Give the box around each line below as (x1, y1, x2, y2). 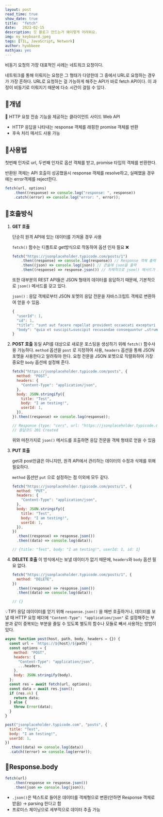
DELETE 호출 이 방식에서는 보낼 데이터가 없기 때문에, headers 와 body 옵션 (12, 556, 151, 562)
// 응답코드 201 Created (12, 427, 58, 432)
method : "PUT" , (16, 488, 48, 493)
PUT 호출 (12, 447, 30, 453)
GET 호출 (12, 223, 30, 229)
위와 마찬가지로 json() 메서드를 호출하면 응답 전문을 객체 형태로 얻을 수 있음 (12, 437, 156, 443)
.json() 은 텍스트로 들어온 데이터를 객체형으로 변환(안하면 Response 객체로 (12, 794, 155, 800)
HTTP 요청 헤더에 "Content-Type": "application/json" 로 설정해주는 (15, 614, 149, 621)
